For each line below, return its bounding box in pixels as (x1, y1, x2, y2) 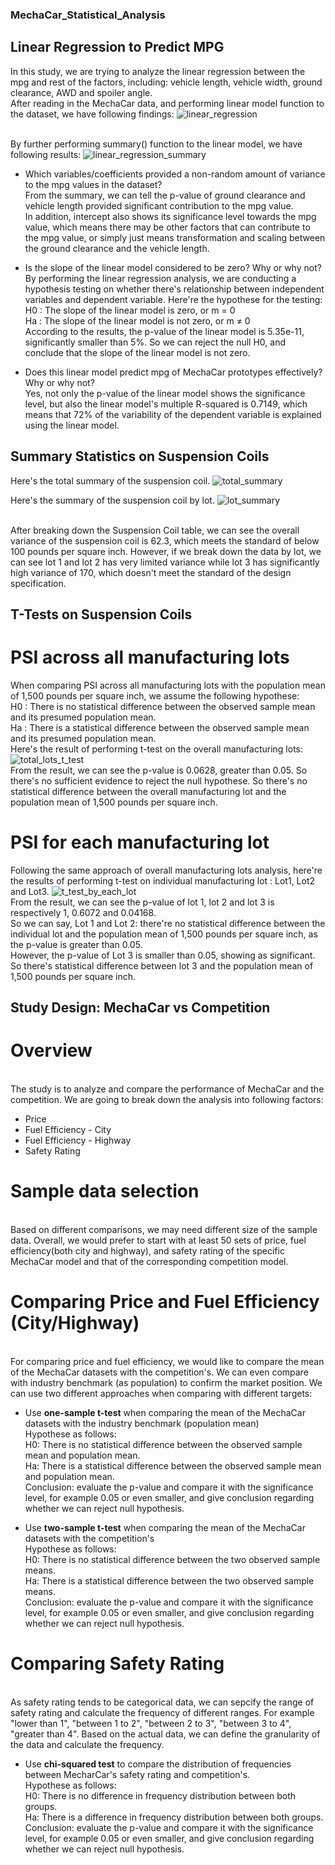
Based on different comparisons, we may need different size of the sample (10, 1224, 318, 1236)
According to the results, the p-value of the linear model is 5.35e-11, (24, 325, 305, 337)
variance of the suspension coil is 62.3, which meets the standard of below (10, 534, 320, 547)
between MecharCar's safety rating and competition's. (24, 1768, 251, 1780)
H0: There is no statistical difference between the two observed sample (24, 1554, 321, 1566)
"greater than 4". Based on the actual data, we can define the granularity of (10, 1728, 321, 1740)
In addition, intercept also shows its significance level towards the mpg (24, 210, 317, 222)
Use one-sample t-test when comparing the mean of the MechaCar (24, 1407, 306, 1419)
